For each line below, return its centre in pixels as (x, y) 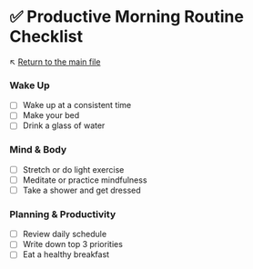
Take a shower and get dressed (81, 190)
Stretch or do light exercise (73, 169)
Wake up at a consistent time (77, 105)
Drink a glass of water (64, 125)
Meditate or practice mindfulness (85, 180)
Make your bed (51, 115)
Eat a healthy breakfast (66, 254)
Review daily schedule (65, 234)
